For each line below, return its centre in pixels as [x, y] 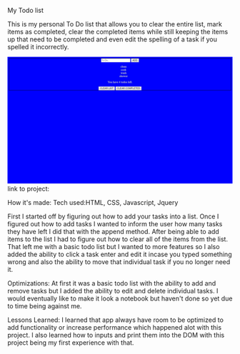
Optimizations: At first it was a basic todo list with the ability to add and [112, 283]
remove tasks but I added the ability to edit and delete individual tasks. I [113, 290]
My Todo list [26, 10]
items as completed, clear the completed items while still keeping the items [118, 32]
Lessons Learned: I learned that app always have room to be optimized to [115, 320]
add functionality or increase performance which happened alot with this [115, 327]
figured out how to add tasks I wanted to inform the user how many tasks [115, 223]
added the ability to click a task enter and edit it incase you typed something [120, 254]
